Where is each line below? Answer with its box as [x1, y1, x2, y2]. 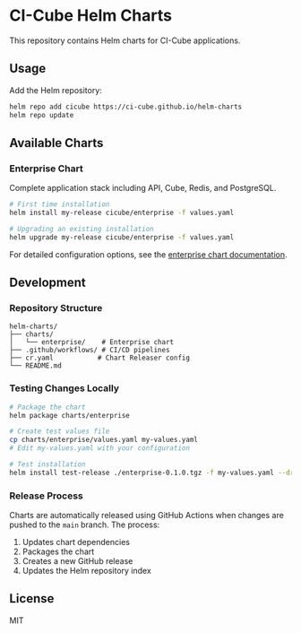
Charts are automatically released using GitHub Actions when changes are [9, 510, 284, 521]
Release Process [9, 490, 83, 502]
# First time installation [9, 200, 110, 209]
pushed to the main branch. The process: [9, 519, 160, 530]
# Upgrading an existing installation [9, 224, 154, 233]
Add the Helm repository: [9, 84, 103, 95]
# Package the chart [9, 403, 87, 412]
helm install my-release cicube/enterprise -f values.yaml [9, 208, 235, 218]
